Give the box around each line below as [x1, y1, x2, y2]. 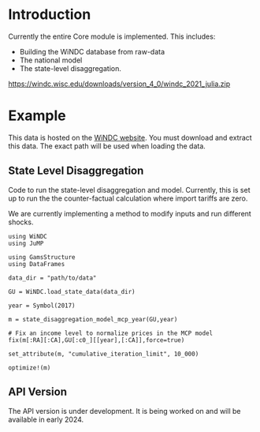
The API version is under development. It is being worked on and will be [8, 406, 241, 415]
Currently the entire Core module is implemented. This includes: [8, 32, 216, 41]
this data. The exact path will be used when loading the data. [8, 141, 206, 151]
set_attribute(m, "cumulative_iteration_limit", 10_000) [8, 350, 199, 358]
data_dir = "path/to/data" [8, 274, 97, 282]
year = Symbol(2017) [8, 302, 76, 310]
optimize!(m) [8, 363, 51, 372]
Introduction [8, 6, 91, 24]
